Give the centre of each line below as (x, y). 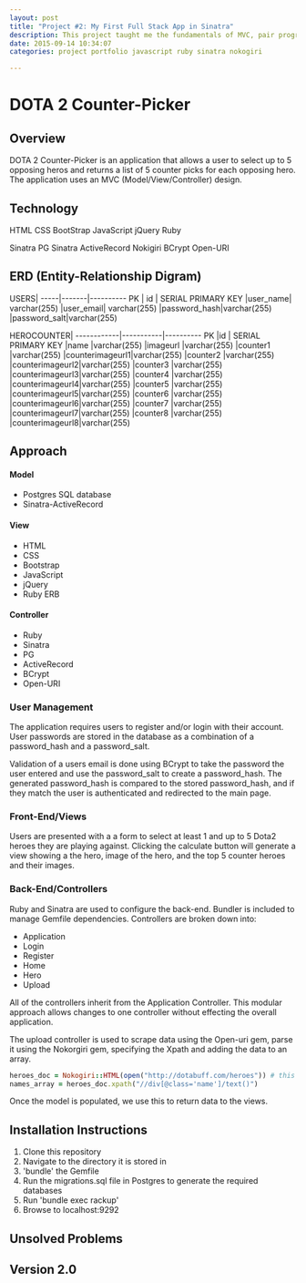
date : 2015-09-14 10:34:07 (61, 43)
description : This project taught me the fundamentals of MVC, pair (142, 35)
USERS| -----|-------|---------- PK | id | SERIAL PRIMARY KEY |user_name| (151, 298)
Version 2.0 (43, 1269)
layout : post (34, 18)
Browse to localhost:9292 (71, 1210)
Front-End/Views (48, 816)
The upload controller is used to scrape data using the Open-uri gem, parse (151, 1039)
